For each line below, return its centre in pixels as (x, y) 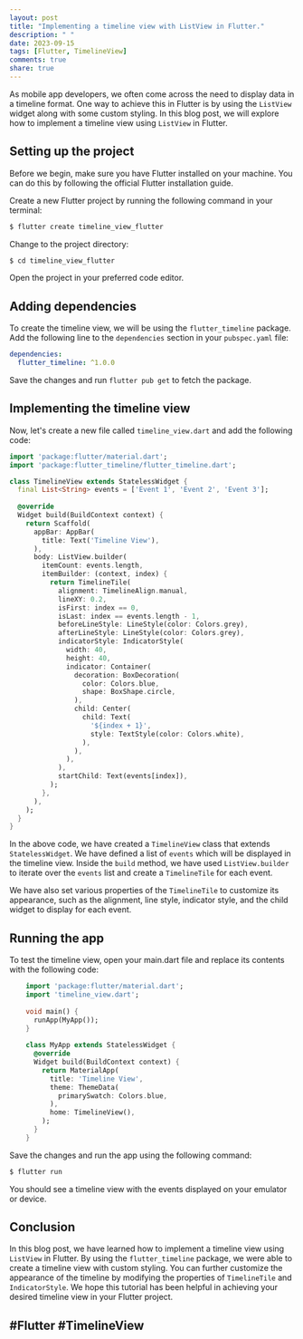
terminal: (26, 210)
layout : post (34, 18)
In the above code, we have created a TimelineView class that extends (140, 844)
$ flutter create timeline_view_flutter (87, 226)
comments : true (38, 60)
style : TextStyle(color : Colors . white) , (167, 734)
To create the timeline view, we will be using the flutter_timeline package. (150, 328)
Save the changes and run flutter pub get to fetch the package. (130, 380)
